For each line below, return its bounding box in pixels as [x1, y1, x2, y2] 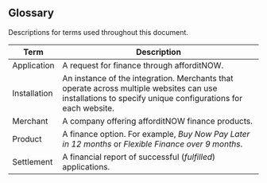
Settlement [12, 156, 53, 167]
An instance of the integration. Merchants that [62, 72, 234, 84]
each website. [62, 103, 115, 114]
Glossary [8, 6, 54, 20]
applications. [62, 161, 110, 172]
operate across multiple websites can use [62, 83, 218, 94]
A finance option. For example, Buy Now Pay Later [62, 128, 250, 139]
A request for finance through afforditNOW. [62, 60, 224, 71]
